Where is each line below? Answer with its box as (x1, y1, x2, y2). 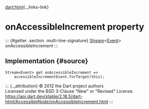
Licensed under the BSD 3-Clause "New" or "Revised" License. (5, 88, 134, 94)
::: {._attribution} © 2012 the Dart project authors (5, 83, 104, 89)
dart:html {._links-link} (5, 4, 49, 10)
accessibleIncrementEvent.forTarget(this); (14, 74, 105, 79)
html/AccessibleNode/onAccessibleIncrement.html (5, 98, 109, 105)
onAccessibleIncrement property (5, 22, 145, 32)
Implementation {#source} (5, 57, 89, 65)
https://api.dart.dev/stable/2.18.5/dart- (5, 93, 83, 99)
